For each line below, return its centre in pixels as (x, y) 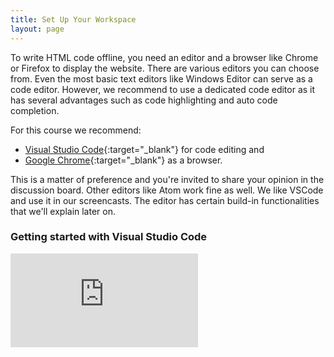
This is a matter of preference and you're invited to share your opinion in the (167, 179)
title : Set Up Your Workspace (73, 19)
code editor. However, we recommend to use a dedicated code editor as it (163, 89)
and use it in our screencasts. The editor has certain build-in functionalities (165, 200)
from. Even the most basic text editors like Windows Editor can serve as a (161, 78)
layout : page (37, 29)
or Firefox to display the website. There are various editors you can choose (165, 68)
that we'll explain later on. (63, 211)
